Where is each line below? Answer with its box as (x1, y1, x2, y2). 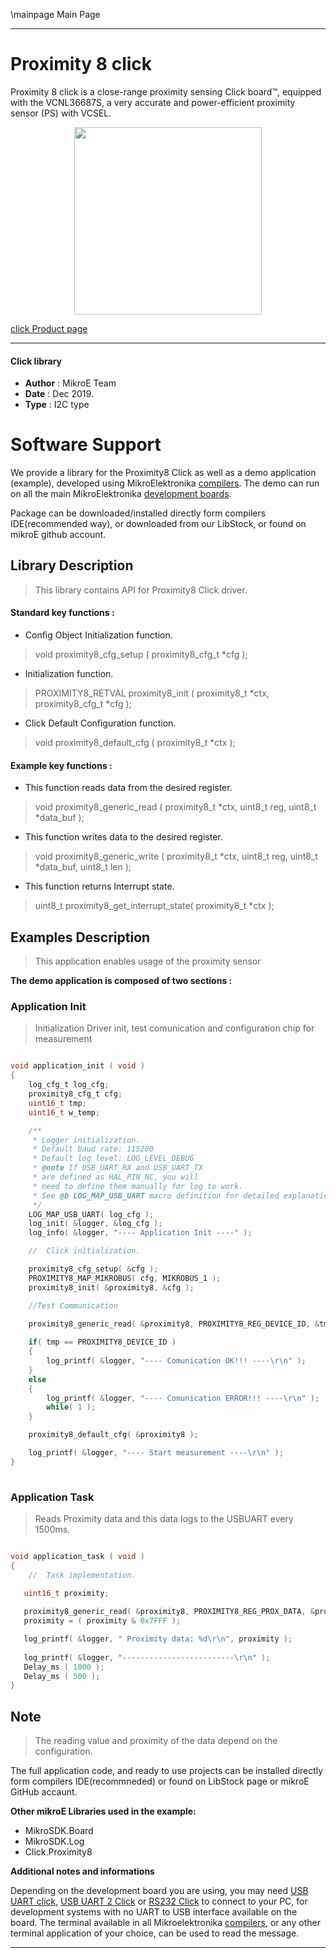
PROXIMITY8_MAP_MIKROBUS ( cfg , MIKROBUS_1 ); (28, 1273, 222, 1283)
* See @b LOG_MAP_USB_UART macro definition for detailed (32, 1190, 280, 1201)
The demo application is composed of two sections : (10, 975, 233, 987)
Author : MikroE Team (24, 377, 117, 389)
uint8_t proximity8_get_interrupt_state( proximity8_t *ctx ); (34, 900, 275, 912)
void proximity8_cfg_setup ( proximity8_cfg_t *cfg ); (34, 649, 248, 661)
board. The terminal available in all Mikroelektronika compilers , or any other (10, 1917, 321, 1929)
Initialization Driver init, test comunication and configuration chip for (34, 1022, 315, 1034)
